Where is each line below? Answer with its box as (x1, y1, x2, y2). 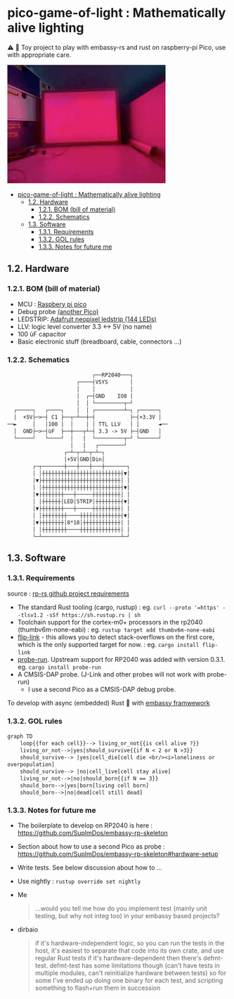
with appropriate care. (7, 51, 72, 59)
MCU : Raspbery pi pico (17, 300, 87, 308)
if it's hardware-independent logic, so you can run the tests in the (34, 939, 225, 948)
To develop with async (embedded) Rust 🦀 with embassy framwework (7, 698, 210, 707)
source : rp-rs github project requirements (7, 589, 130, 598)
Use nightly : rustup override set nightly (17, 877, 141, 886)
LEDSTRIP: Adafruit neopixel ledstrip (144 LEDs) (17, 315, 157, 323)
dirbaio (17, 925, 39, 934)
